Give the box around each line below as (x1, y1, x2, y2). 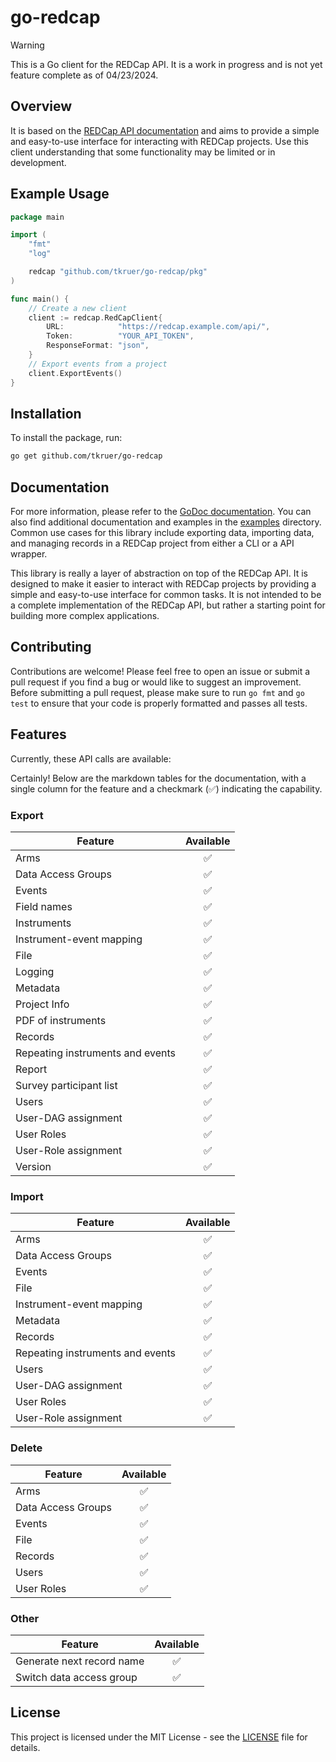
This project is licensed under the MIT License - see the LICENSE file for (10, 1731, 308, 1743)
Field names (15, 899, 73, 913)
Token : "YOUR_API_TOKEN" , (46, 331, 195, 341)
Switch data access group (15, 1670, 138, 1684)
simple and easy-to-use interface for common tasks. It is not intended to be (10, 589, 322, 601)
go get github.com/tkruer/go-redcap (10, 451, 163, 461)
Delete (10, 1441, 43, 1455)
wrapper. (10, 548, 48, 560)
